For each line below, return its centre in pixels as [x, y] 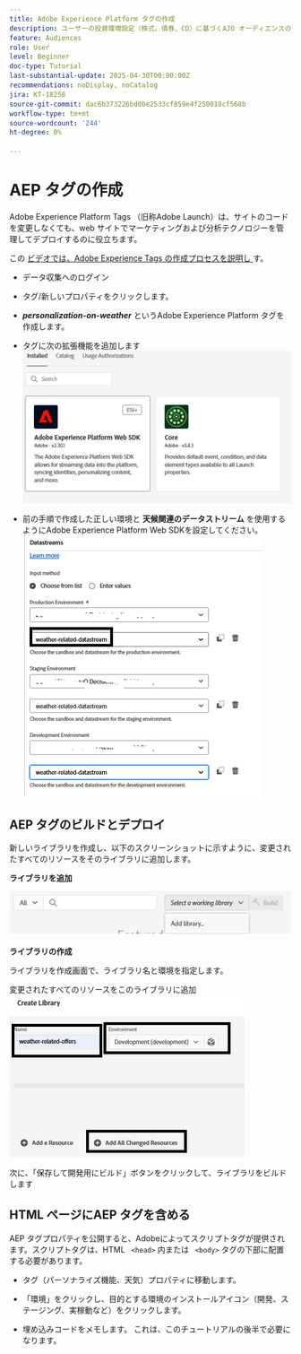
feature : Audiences [46, 38]
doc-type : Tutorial [46, 66]
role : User [30, 48]
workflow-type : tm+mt [50, 113]
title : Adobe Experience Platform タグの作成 [92, 19]
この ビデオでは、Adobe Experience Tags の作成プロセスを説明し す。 [139, 258]
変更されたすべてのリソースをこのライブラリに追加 [103, 989]
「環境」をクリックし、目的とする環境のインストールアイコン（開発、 [151, 1298]
